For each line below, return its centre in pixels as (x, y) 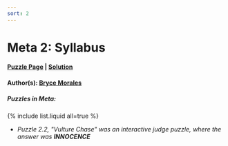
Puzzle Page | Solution (40, 67)
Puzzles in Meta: (32, 98)
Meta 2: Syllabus (56, 47)
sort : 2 (18, 13)
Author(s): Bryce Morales (45, 83)
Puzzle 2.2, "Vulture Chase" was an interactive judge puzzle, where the (119, 129)
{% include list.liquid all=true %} (53, 116)
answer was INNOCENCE (54, 136)
